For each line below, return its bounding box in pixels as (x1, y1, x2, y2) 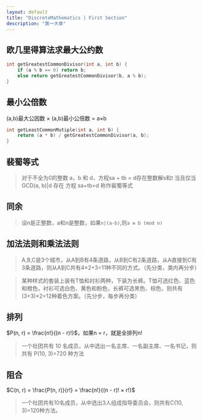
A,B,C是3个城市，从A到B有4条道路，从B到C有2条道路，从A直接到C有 (21, 256, 197, 263)
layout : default (6, 9, 48, 15)
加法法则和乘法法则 (6, 239, 79, 249)
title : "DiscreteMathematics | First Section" (6, 15, 128, 21)
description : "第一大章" (6, 20, 66, 26)
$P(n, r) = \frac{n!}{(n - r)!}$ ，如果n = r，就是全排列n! (6, 329, 143, 336)
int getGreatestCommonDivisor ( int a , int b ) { (6, 61, 128, 68)
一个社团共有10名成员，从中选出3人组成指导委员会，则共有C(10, (21, 399, 183, 406)
